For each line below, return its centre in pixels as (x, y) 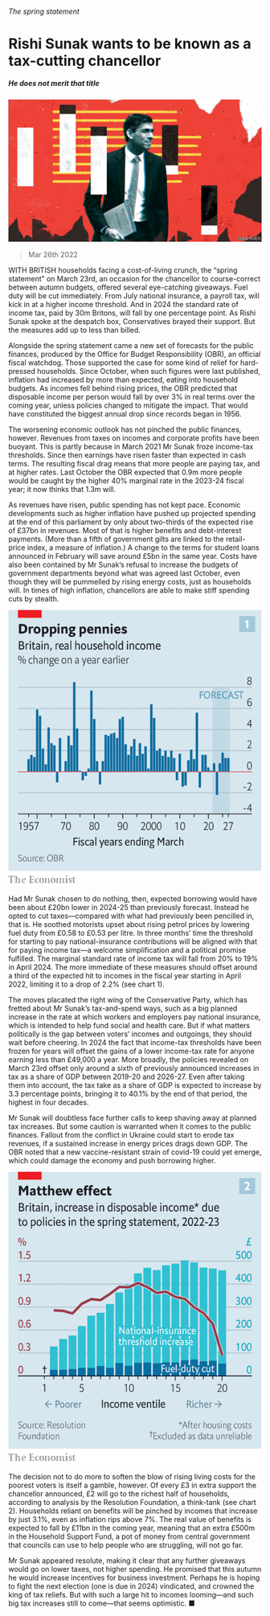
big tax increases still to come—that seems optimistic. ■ (102, 1603)
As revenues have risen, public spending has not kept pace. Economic (125, 505)
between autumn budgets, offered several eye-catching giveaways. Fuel (128, 287)
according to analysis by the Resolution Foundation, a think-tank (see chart (133, 1503)
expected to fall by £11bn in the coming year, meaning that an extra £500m (132, 1528)
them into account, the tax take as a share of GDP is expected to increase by (135, 1085)
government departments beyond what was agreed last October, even (125, 573)
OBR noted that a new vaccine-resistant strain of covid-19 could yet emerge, (135, 1152)
